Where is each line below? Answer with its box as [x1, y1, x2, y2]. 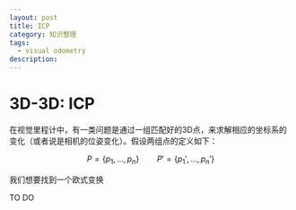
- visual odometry [17, 47, 87, 56]
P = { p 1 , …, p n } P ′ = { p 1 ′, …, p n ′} [86, 153, 215, 166]
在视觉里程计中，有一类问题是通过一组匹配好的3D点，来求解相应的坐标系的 [9, 124, 287, 135]
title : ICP [9, 22, 50, 31]
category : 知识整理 [9, 30, 77, 39]
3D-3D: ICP [9, 93, 96, 114]
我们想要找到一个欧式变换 [9, 174, 104, 185]
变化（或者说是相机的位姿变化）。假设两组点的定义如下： [9, 136, 218, 146]
